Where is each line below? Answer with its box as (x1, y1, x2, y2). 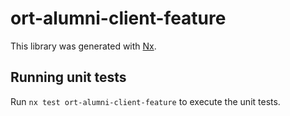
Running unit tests (10, 69, 127, 86)
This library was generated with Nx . (10, 40, 157, 52)
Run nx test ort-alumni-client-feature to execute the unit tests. (10, 95, 281, 107)
